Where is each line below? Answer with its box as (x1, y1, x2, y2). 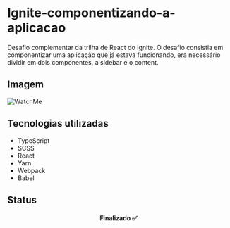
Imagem (7, 79, 44, 91)
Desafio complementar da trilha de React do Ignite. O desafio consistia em (7, 43, 224, 51)
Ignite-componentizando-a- (7, 5, 176, 21)
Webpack (17, 166, 46, 175)
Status (7, 194, 37, 205)
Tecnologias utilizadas (7, 118, 109, 129)
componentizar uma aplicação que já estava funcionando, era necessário (7, 51, 221, 59)
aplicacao (7, 20, 66, 36)
